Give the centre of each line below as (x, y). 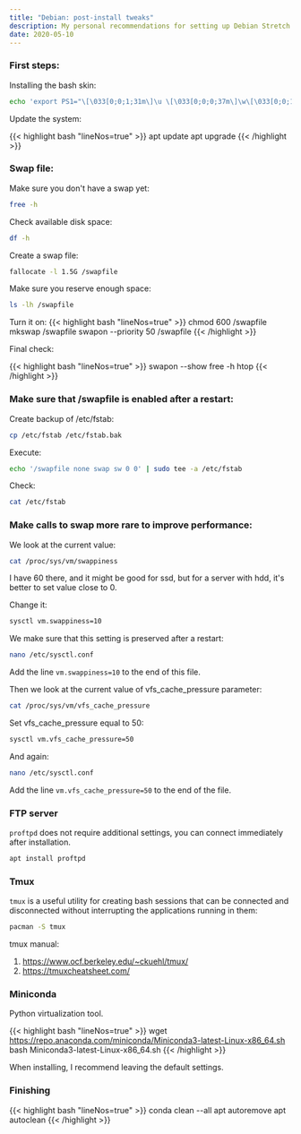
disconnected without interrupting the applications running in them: (133, 911)
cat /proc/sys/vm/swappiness (64, 561)
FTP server (34, 813)
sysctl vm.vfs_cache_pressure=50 (72, 740)
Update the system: (46, 118)
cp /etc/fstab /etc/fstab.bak (66, 435)
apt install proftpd (48, 859)
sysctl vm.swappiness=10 (56, 622)
